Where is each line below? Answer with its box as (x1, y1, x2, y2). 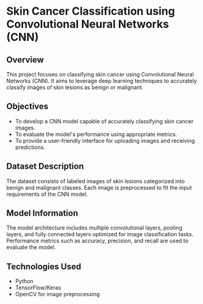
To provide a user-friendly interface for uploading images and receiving (15, 137, 195, 144)
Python (15, 278, 34, 285)
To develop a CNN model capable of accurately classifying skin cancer (15, 117, 194, 125)
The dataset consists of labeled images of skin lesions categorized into (6, 177, 185, 184)
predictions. (15, 143, 46, 151)
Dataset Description (6, 161, 84, 172)
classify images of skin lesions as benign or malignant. (6, 84, 144, 91)
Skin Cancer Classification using (6, 4, 176, 18)
